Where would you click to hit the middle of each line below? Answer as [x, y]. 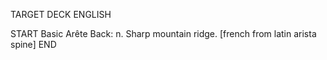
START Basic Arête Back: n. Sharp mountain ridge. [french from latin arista [163, 33]
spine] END [33, 44]
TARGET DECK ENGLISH [61, 14]
